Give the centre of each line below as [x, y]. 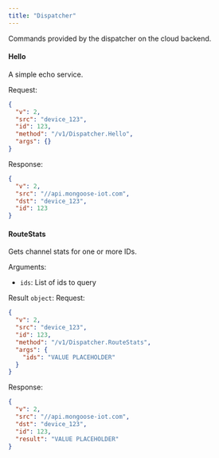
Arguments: [27, 267]
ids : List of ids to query [58, 282]
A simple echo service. [46, 74]
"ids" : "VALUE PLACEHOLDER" [69, 357]
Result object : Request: [47, 298]
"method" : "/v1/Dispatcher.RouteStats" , [83, 342]
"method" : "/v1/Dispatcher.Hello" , [74, 134]
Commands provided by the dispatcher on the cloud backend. [110, 38]
